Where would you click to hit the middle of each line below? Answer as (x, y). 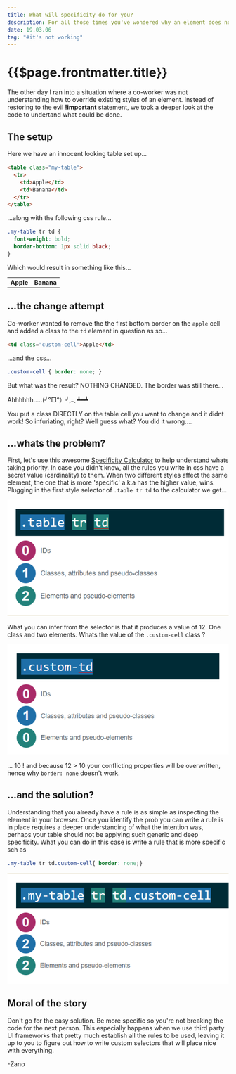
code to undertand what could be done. (65, 115)
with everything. (31, 1050)
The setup (30, 137)
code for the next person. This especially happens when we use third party (116, 1028)
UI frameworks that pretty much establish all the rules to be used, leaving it (116, 1035)
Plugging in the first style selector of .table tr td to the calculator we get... (117, 490)
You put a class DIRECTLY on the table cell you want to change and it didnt (116, 414)
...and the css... (29, 358)
